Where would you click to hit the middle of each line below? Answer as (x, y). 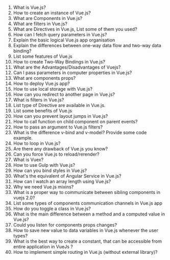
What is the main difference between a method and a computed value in (89, 214)
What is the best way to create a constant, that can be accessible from (88, 241)
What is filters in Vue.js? (39, 100)
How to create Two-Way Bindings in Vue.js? (59, 62)
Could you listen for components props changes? (65, 225)
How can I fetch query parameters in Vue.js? (60, 35)
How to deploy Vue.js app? (42, 83)
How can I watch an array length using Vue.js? (62, 181)
